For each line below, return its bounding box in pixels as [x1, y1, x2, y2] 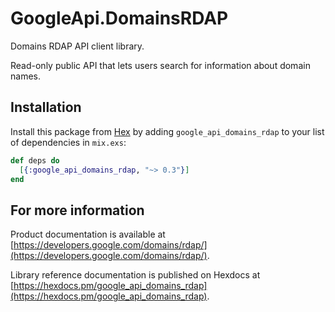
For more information [10, 202, 145, 219]
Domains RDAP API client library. [10, 40, 145, 52]
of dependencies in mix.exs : [10, 136, 127, 148]
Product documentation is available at [10, 228, 166, 241]
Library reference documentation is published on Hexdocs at [10, 269, 261, 281]
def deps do [10, 155, 60, 166]
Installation [10, 99, 82, 116]
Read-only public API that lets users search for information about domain [10, 59, 311, 71]
